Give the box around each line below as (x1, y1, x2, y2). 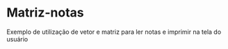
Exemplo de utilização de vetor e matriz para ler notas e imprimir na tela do (6, 28, 222, 36)
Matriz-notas (6, 5, 84, 21)
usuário (6, 35, 28, 43)
